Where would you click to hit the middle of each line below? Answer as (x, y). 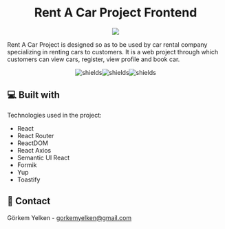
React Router (35, 135)
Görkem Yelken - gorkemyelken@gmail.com (69, 217)
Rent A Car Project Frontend (116, 13)
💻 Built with (34, 95)
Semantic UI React (43, 157)
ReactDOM (32, 143)
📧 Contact (29, 201)
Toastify (29, 179)
